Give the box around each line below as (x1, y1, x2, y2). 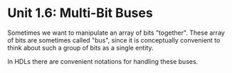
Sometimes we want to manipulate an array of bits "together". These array (7, 28, 226, 37)
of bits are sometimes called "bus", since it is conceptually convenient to (7, 35, 221, 44)
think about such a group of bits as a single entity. (7, 43, 154, 52)
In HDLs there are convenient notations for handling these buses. (7, 57, 199, 65)
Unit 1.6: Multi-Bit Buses (7, 5, 153, 21)
